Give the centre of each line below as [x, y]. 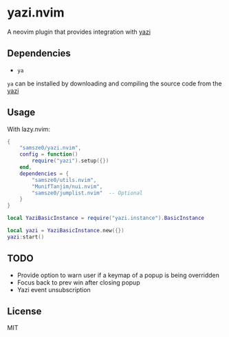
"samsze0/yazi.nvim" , [50, 148]
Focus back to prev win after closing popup [78, 282]
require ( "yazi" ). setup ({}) [70, 161]
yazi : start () [26, 237]
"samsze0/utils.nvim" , [64, 180]
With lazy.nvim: [29, 129]
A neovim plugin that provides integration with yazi [79, 32]
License [24, 312]
